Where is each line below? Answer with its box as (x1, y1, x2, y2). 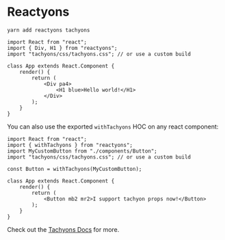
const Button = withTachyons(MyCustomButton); (7, 165, 142, 172)
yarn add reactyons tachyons (7, 27, 90, 34)
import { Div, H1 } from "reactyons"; (7, 44, 118, 51)
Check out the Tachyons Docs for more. (7, 225, 120, 233)
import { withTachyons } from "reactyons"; (7, 142, 133, 148)
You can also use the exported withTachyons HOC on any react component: (7, 122, 219, 131)
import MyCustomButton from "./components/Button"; (7, 148, 157, 155)
